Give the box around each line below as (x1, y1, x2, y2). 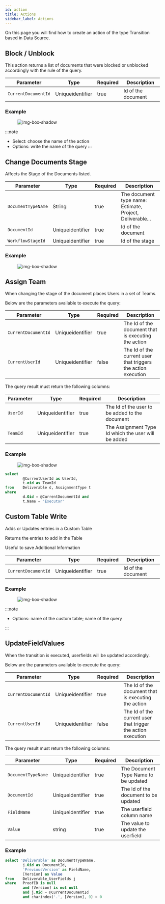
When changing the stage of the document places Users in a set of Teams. (5, 291, 157, 297)
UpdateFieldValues (5, 639, 65, 648)
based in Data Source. (5, 35, 50, 41)
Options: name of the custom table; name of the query (12, 615, 122, 621)
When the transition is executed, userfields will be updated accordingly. (5, 652, 150, 658)
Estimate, (121, 203, 142, 210)
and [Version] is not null (23, 885, 78, 890)
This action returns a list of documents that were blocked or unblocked (5, 62, 149, 68)
